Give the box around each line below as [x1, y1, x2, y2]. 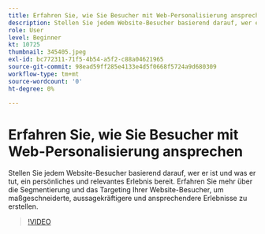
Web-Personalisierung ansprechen [8, 143, 243, 160]
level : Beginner [8, 33, 62, 42]
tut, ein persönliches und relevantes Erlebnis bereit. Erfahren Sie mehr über [8, 176, 253, 186]
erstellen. [8, 202, 39, 211]
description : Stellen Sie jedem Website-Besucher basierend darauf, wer [8, 19, 252, 27]
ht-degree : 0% [8, 84, 55, 93]
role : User [8, 26, 44, 34]
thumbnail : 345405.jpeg [8, 48, 87, 56]
